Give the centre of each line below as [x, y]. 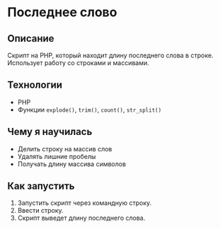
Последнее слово [62, 12]
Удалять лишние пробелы [57, 156]
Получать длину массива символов [71, 164]
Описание [31, 39]
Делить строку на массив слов [65, 148]
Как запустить [41, 186]
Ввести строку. [40, 211]
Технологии [35, 85]
